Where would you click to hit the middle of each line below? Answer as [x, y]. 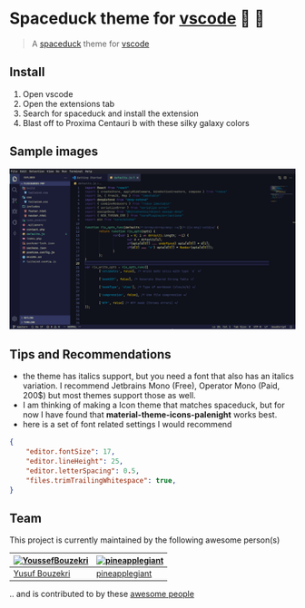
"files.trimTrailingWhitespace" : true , [101, 480]
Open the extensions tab [69, 103]
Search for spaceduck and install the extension [111, 113]
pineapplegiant [124, 574]
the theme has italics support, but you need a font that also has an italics [158, 377]
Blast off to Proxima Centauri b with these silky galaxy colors [136, 123]
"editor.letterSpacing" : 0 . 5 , [83, 471]
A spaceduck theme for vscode [90, 44]
